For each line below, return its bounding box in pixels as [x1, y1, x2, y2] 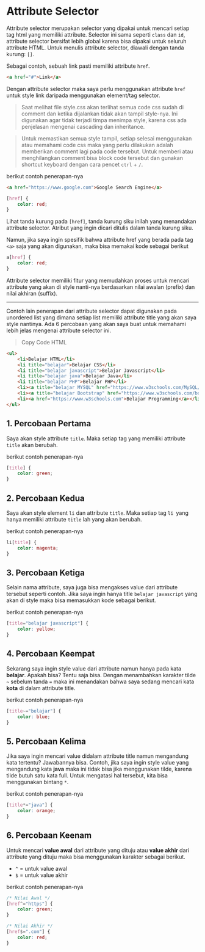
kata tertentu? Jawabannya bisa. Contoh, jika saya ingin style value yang [6, 759, 189, 766]
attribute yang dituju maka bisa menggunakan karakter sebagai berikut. [6, 853, 186, 860]
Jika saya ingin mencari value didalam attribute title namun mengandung [6, 752, 189, 760]
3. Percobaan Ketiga [6, 567, 85, 578]
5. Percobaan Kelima [6, 736, 87, 746]
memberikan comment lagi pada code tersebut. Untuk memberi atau [21, 148, 193, 155]
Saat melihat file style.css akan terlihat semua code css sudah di [21, 103, 184, 111]
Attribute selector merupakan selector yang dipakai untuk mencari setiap [6, 24, 190, 32]
